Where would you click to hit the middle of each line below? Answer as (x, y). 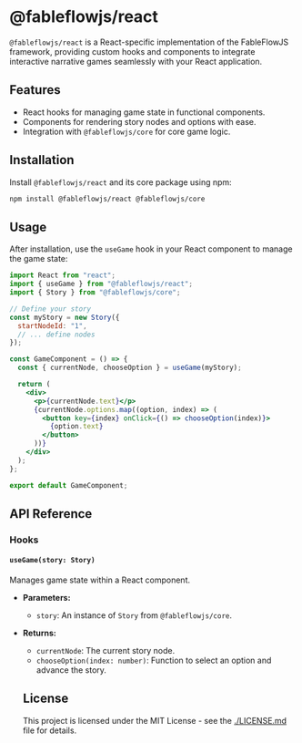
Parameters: (46, 598)
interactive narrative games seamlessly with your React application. (136, 61)
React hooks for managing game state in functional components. (144, 112)
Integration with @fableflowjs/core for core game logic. (126, 131)
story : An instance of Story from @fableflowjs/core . (134, 615)
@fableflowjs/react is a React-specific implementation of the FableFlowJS (149, 42)
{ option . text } (76, 427)
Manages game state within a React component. (100, 580)
